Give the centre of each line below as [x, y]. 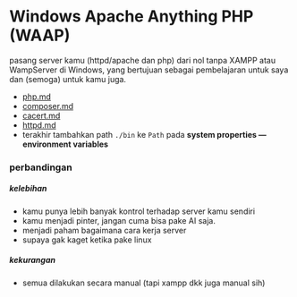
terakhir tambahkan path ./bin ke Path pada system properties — [144, 134]
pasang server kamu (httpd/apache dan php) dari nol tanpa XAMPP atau [142, 60]
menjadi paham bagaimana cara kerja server [104, 230]
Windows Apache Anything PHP [132, 17]
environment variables [65, 144]
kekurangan [33, 260]
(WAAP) [40, 35]
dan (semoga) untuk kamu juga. [68, 79]
